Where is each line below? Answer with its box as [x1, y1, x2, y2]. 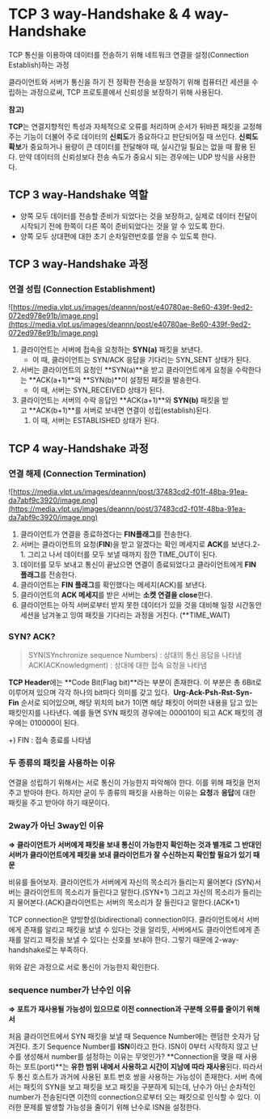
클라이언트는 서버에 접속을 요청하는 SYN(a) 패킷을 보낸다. [19, 345, 203, 354]
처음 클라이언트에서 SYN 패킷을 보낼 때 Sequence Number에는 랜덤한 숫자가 [8, 1032, 252, 1041]
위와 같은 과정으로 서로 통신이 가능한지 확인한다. [8, 962, 160, 972]
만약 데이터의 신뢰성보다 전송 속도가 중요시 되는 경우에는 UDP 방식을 [19, 151, 234, 162]
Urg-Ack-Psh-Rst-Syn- [173, 688, 253, 697]
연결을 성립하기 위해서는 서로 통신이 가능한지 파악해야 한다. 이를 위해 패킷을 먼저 [8, 778, 261, 787]
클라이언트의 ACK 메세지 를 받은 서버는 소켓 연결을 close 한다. [19, 590, 213, 600]
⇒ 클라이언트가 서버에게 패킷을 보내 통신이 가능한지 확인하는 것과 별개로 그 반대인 [8, 840, 262, 850]
